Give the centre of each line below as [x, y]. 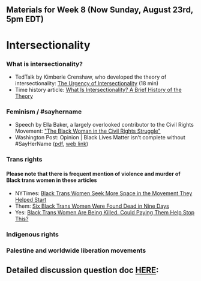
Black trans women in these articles [52, 180]
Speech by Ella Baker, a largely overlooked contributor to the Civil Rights [104, 125]
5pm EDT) [25, 20]
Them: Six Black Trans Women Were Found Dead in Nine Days [92, 206]
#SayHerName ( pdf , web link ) [52, 144]
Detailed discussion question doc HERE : [82, 270]
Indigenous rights [32, 235]
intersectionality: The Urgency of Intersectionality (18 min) [87, 83]
